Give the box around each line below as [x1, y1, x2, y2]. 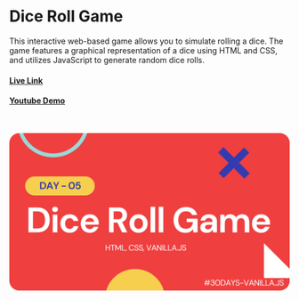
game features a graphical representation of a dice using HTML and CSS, [9, 45, 279, 55]
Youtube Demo [9, 95, 66, 106]
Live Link [9, 75, 44, 85]
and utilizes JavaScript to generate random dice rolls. [9, 54, 205, 65]
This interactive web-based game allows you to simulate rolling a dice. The [9, 36, 284, 46]
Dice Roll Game [9, 6, 124, 27]
